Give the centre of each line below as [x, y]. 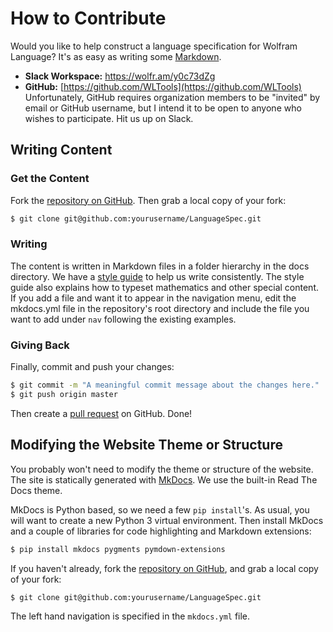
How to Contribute [88, 18]
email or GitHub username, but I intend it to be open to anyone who [163, 108]
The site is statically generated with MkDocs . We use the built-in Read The [164, 479]
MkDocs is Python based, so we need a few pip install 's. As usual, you [160, 509]
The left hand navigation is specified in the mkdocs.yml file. [130, 616]
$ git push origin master [64, 394]
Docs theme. [36, 490]
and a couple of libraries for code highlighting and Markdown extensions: [161, 531]
